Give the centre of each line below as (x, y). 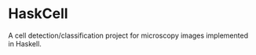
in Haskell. (25, 43)
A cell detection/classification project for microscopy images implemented (128, 35)
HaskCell (38, 14)
